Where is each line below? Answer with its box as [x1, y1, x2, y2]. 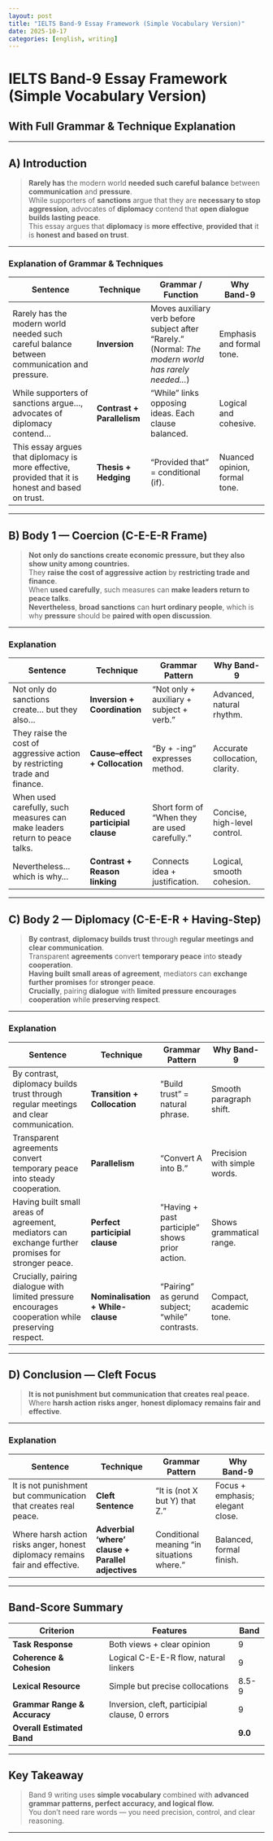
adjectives [96, 1564, 137, 1575]
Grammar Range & [12, 1698, 85, 1710]
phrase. [159, 1109, 189, 1120]
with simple [210, 1158, 255, 1169]
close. [214, 1510, 238, 1522]
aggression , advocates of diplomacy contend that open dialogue [28, 204, 249, 214]
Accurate [212, 743, 249, 754]
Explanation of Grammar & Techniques [8, 257, 164, 269]
